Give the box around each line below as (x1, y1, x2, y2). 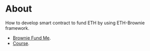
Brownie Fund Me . (12, 35, 51, 41)
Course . (12, 40, 29, 46)
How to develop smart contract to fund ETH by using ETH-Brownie (5, 20, 145, 26)
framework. (5, 25, 29, 31)
